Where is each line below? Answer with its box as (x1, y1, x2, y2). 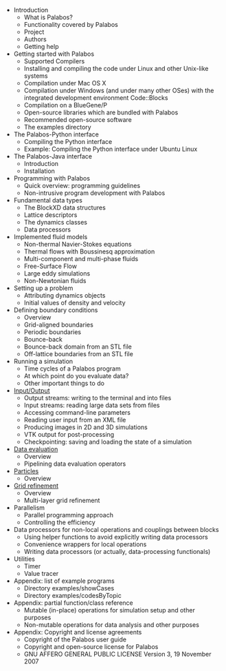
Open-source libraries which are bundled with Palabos (23, 108, 179, 116)
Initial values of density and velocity (23, 299, 126, 307)
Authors (23, 35, 47, 43)
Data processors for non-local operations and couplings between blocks (13, 526, 219, 533)
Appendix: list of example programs (13, 577, 115, 585)
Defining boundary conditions (13, 306, 98, 314)
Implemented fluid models (13, 233, 88, 240)
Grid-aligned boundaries (23, 320, 94, 329)
